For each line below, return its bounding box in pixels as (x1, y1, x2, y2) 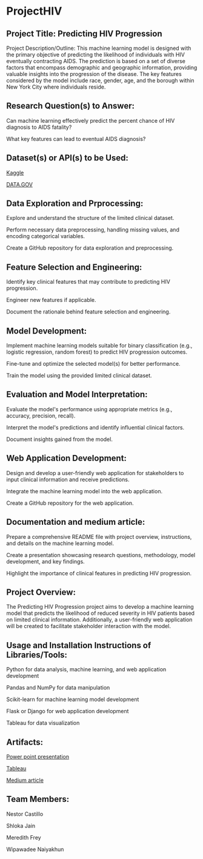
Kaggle (6, 169, 24, 176)
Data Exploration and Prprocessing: (6, 199, 144, 209)
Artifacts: (6, 737, 44, 747)
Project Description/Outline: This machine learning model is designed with (6, 44, 191, 52)
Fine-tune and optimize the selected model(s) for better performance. (6, 360, 181, 368)
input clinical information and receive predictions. (6, 476, 130, 483)
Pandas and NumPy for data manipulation (6, 684, 110, 691)
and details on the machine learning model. (6, 539, 115, 547)
